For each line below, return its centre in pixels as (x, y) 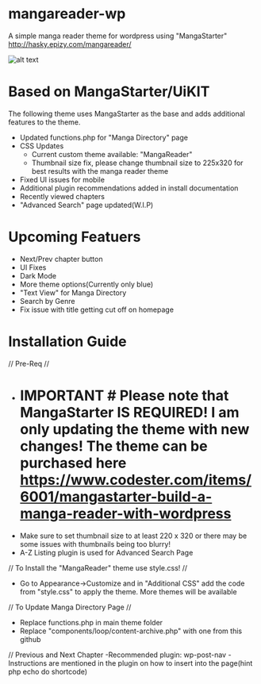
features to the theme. (44, 122)
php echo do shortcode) (48, 671)
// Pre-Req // (29, 363)
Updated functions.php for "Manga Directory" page (104, 137)
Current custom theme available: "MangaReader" (112, 154)
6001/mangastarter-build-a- (116, 496)
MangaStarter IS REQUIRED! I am (129, 412)
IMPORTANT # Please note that (124, 396)
